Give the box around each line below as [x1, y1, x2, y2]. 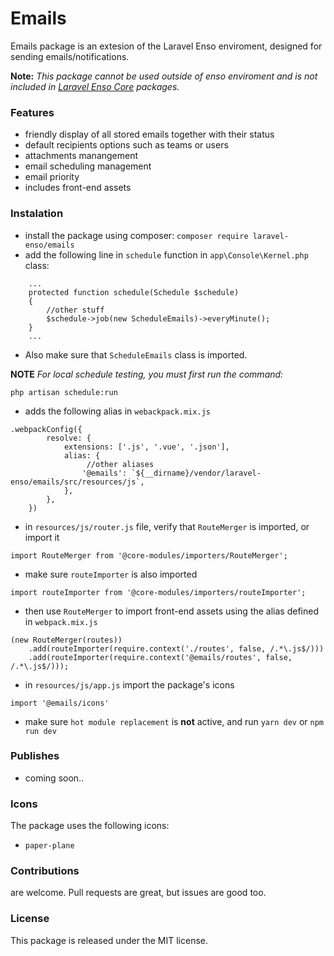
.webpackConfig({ [10, 424, 83, 434]
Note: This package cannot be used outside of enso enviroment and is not [10, 70, 318, 82]
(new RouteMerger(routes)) [10, 635, 123, 645]
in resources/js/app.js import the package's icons [24, 678, 235, 691]
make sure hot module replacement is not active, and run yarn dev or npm [24, 715, 325, 727]
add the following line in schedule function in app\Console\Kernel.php [24, 248, 309, 261]
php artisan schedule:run [10, 387, 118, 397]
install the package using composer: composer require [24, 229, 249, 241]
